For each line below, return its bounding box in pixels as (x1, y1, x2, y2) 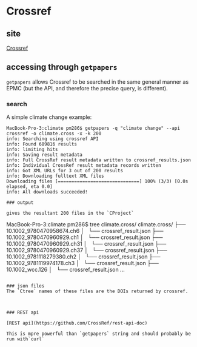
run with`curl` (6, 336, 45, 342)
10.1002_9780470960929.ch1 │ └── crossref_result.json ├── (6, 234, 163, 241)
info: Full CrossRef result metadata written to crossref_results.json (6, 157, 191, 163)
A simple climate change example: (6, 113, 92, 121)
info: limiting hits (6, 147, 59, 153)
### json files (6, 283, 45, 289)
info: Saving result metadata (6, 152, 83, 158)
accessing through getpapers (6, 62, 118, 72)
